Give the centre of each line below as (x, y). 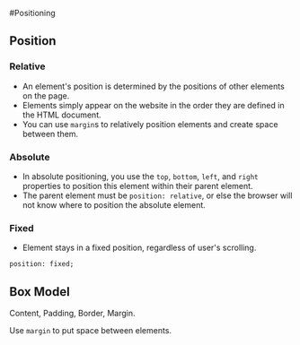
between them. (50, 134)
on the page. (46, 95)
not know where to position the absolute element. (114, 204)
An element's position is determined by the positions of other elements (153, 86)
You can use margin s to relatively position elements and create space (150, 124)
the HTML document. (62, 115)
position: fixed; (42, 264)
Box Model (40, 292)
